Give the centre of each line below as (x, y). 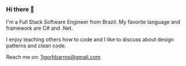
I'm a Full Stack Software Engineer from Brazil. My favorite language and (93, 22)
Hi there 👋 (20, 9)
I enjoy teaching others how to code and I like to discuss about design (90, 40)
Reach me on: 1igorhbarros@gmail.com (53, 57)
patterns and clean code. (36, 46)
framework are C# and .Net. (40, 28)
